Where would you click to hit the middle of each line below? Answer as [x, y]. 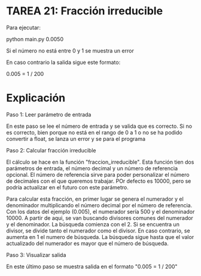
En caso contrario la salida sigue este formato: [63, 62]
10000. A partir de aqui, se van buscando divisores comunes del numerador [100, 218]
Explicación [36, 98]
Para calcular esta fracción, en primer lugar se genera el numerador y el [95, 199]
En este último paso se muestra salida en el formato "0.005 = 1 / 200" [92, 266]
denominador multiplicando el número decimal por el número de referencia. [99, 205]
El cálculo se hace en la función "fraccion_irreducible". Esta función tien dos [100, 162]
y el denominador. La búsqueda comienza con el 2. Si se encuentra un [93, 224]
